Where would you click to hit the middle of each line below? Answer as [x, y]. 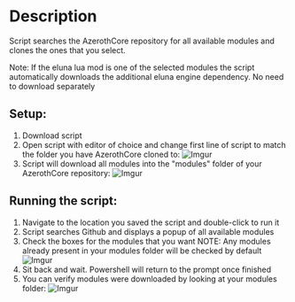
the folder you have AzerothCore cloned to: [101, 154]
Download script [52, 136]
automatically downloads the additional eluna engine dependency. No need [147, 76]
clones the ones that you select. [67, 50]
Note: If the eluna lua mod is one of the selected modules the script [132, 67]
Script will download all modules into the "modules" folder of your [142, 163]
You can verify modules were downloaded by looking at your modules [149, 279]
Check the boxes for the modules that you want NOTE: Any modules [147, 241]
